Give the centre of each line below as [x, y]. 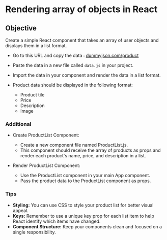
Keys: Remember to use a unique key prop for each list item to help [83, 216]
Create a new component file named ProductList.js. [74, 145]
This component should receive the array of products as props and [91, 150]
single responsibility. [34, 232]
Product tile [32, 95]
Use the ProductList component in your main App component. [85, 176]
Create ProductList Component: [46, 135]
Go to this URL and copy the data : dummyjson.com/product [76, 55]
